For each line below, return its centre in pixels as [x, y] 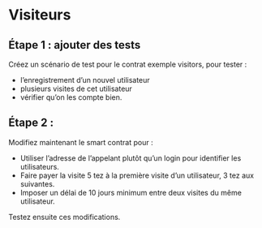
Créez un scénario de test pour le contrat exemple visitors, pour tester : [128, 64]
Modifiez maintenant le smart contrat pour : [81, 142]
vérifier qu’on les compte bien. [71, 97]
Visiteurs [40, 15]
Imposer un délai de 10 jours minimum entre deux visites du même [131, 192]
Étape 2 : [31, 123]
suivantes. [37, 183]
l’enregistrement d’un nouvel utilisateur [85, 80]
